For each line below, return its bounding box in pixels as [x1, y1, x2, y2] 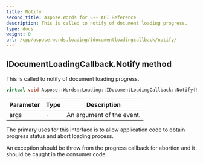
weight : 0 [6, 31, 31, 37]
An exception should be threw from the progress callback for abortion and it [6, 144, 195, 151]
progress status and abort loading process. [6, 132, 114, 139]
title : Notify [6, 8, 42, 15]
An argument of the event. [66, 110, 141, 119]
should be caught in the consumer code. [6, 150, 108, 157]
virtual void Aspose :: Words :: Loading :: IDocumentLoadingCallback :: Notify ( [6, 87, 196, 93]
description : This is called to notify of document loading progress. [6, 20, 188, 26]
